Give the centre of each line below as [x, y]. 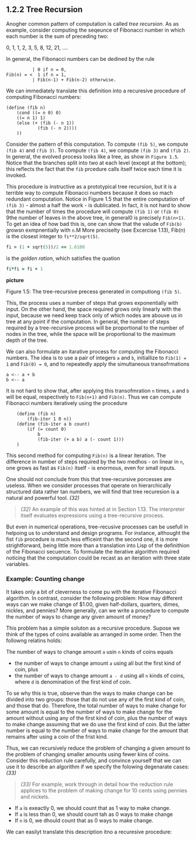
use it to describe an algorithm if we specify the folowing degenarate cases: [98, 767]
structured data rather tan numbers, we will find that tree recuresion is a [93, 492]
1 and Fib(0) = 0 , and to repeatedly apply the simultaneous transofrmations [98, 364]
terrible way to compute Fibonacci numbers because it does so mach [90, 193]
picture [15, 280]
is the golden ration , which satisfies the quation [63, 258]
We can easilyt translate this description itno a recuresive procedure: [89, 832]
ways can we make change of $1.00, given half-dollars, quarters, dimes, [93, 604]
